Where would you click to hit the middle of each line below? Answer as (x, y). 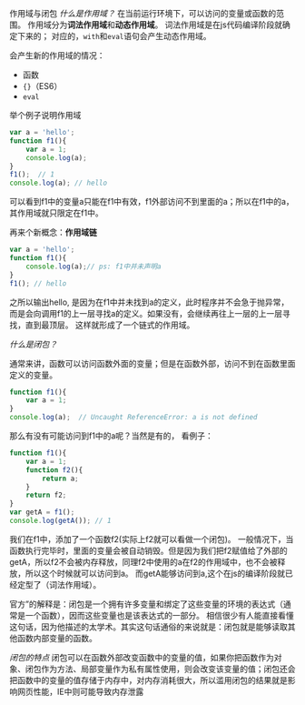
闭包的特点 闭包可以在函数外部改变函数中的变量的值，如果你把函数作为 (142, 657)
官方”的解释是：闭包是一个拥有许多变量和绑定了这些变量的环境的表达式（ (147, 604)
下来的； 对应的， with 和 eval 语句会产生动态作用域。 (114, 36)
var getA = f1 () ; (42, 512)
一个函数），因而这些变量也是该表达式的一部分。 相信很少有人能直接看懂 (159, 615)
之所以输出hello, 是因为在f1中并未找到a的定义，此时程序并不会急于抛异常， (149, 302)
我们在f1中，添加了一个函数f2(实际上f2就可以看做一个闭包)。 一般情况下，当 (152, 539)
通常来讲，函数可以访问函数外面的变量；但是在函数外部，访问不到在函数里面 (152, 363)
